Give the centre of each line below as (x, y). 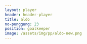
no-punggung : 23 (22, 24)
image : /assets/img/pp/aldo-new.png (43, 33)
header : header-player (29, 15)
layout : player (21, 10)
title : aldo (17, 19)
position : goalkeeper (28, 29)
